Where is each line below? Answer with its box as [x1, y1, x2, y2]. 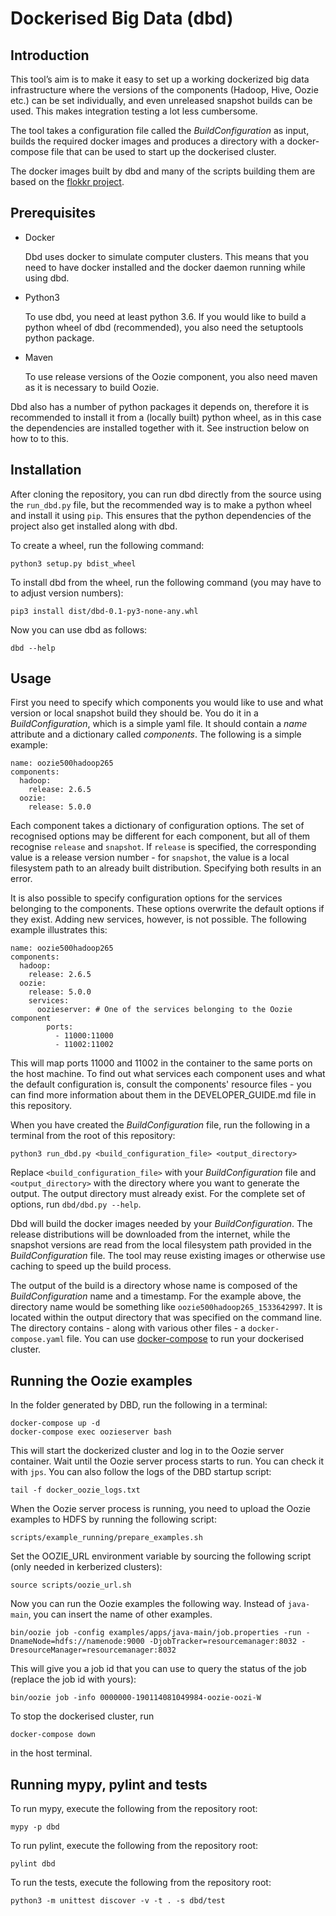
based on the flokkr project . [10, 176, 125, 187]
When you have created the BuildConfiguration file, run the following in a [10, 1119, 311, 1131]
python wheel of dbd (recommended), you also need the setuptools [24, 321, 304, 333]
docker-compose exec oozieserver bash [10, 1427, 172, 1437]
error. [10, 873, 33, 885]
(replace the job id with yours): [10, 1673, 137, 1686]
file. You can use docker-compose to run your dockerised [66, 1333, 305, 1345]
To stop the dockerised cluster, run [10, 1710, 155, 1722]
